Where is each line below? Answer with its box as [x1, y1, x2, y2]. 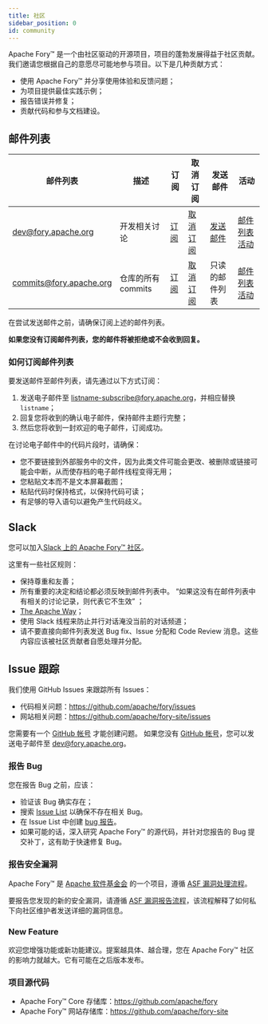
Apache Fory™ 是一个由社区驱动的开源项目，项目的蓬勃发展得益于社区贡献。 [8, 49, 259, 59]
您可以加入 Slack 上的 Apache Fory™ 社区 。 [8, 543, 149, 552]
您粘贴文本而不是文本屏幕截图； [19, 476, 125, 487]
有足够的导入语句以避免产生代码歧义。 [19, 496, 146, 507]
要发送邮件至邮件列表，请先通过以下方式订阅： [8, 376, 162, 385]
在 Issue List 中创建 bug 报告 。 [19, 817, 121, 827]
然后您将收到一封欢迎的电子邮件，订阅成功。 [19, 423, 167, 433]
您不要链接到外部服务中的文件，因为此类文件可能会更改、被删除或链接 [19, 457, 251, 467]
